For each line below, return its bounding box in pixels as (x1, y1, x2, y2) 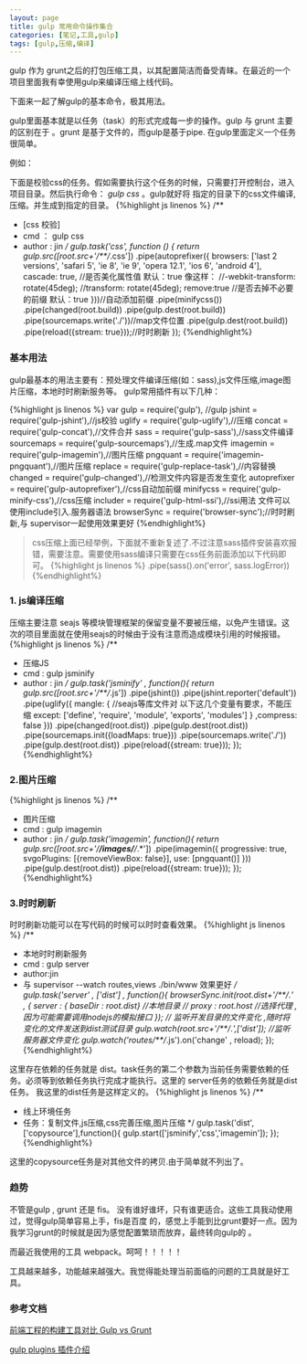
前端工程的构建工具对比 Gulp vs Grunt (9, 1325, 153, 1336)
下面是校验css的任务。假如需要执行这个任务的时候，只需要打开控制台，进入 (9, 177, 295, 188)
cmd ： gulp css (22, 230, 85, 242)
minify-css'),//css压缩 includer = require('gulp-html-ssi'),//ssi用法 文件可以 (9, 494, 291, 505)
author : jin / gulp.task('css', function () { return (22, 241, 200, 252)
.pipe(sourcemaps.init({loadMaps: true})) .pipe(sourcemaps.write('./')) (22, 729, 287, 740)
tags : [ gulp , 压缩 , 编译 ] (9, 38, 94, 48)
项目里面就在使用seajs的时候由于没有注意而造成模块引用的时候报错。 (25, 628, 286, 640)
